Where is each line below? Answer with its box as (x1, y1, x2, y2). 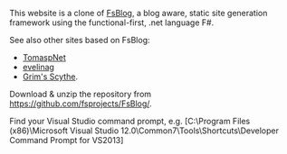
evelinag (22, 62, 54, 72)
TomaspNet (22, 52, 66, 62)
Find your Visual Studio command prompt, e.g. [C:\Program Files (9, 116, 251, 126)
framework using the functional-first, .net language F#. (9, 17, 215, 28)
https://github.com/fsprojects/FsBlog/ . (9, 98, 152, 109)
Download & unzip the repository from (9, 89, 152, 99)
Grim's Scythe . (22, 71, 79, 82)
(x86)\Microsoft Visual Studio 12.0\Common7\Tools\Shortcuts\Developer (9, 125, 279, 136)
